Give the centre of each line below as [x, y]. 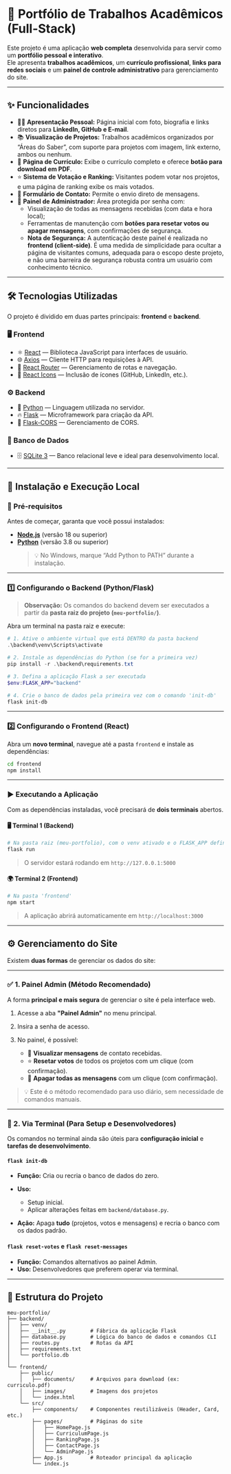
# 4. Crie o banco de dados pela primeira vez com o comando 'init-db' [112, 695]
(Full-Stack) [42, 29]
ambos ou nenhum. [44, 154]
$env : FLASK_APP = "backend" [44, 683]
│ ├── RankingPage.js [66, 1440]
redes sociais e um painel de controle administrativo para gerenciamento [113, 70]
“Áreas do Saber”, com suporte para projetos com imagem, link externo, [119, 147]
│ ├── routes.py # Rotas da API [70, 1343]
